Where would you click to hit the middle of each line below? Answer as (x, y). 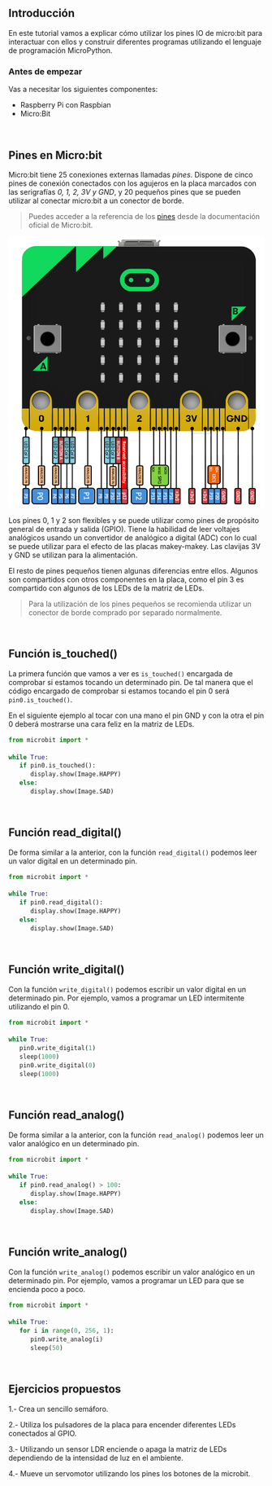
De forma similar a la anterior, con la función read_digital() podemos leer (133, 852)
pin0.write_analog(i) (67, 1339)
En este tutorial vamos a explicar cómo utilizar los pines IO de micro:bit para (135, 33)
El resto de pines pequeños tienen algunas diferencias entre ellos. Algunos (133, 570)
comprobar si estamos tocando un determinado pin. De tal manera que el (131, 682)
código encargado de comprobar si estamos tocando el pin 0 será (119, 691)
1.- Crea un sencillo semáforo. (58, 1409)
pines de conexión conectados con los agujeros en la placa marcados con (133, 183)
